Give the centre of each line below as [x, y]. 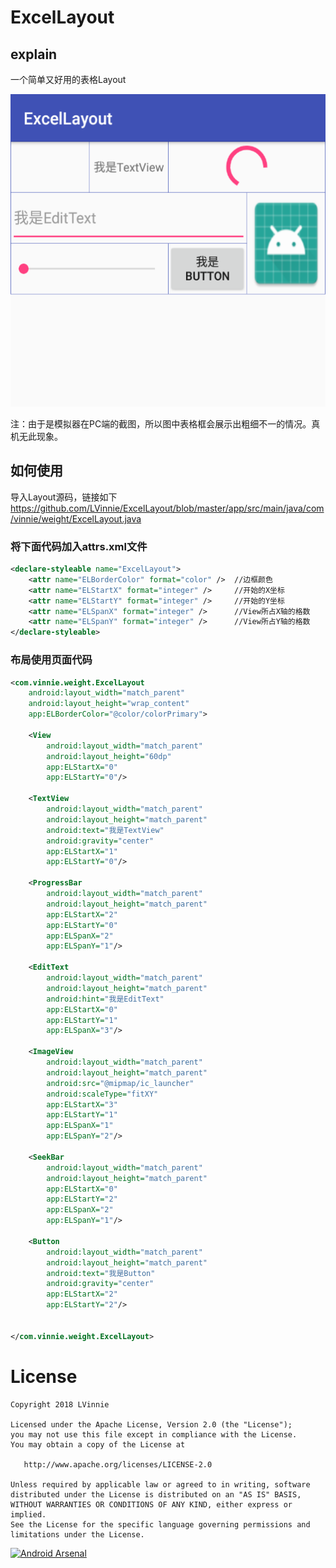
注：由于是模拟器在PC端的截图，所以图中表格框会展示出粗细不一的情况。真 [165, 424]
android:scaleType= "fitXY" [102, 1094]
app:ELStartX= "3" [82, 1104]
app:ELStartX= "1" [82, 851]
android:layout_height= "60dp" [109, 756]
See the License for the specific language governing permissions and [160, 1524]
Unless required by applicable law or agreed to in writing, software [160, 1484]
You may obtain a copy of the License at [98, 1444]
